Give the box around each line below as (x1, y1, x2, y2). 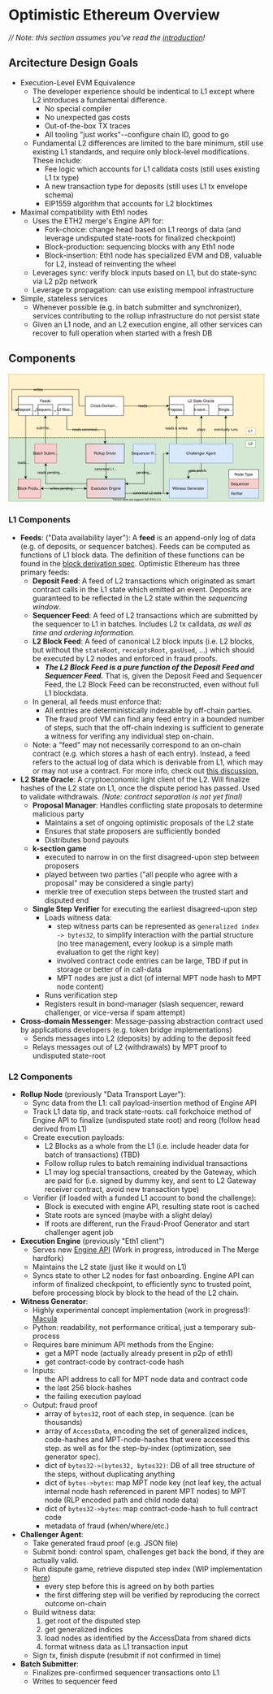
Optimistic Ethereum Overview (8, 6, 221, 24)
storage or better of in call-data (56, 964, 162, 974)
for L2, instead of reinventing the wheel (44, 258, 176, 269)
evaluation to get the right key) (56, 947, 160, 956)
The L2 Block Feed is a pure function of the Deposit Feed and (44, 662, 254, 672)
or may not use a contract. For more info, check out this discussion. (32, 765, 258, 775)
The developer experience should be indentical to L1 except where (32, 86, 255, 96)
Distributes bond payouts (44, 834, 129, 844)
